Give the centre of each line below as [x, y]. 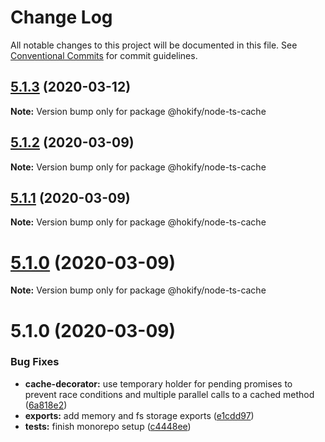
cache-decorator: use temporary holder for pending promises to [158, 383]
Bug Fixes [35, 362]
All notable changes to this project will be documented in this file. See [154, 45]
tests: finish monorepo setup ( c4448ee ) [108, 426]
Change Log [61, 17]
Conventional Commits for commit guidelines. [104, 55]
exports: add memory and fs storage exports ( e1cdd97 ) [139, 415]
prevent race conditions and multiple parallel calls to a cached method [169, 394]
